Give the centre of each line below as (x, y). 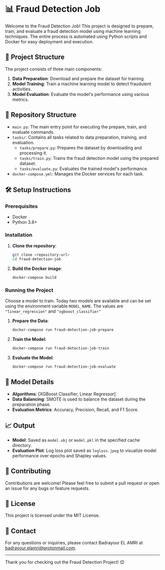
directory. (22, 445)
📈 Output (20, 426)
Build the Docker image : (37, 269)
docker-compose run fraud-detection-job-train (61, 348)
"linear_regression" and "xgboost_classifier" (53, 311)
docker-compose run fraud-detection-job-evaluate (64, 367)
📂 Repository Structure (41, 115)
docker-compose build (34, 278)
